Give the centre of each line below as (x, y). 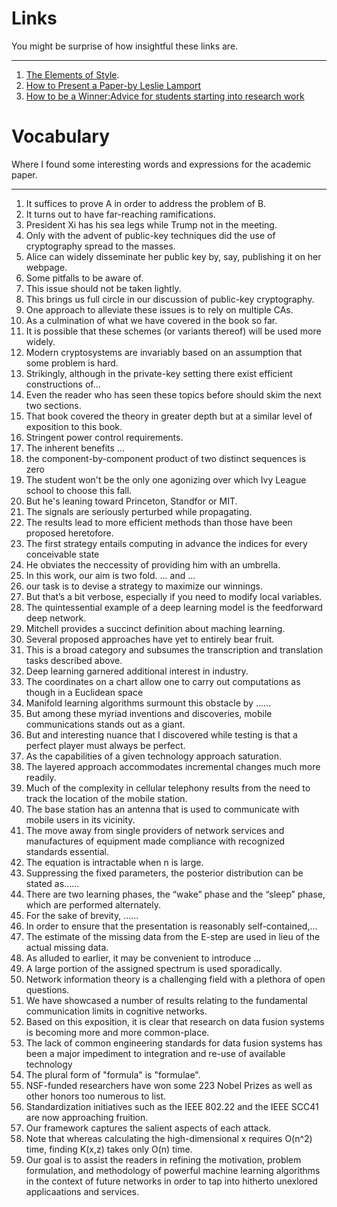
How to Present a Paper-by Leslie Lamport (113, 85)
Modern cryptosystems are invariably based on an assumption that (164, 352)
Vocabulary (60, 136)
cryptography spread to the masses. (100, 246)
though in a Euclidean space (84, 692)
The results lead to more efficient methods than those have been (159, 522)
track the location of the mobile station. (106, 798)
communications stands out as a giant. (105, 724)
